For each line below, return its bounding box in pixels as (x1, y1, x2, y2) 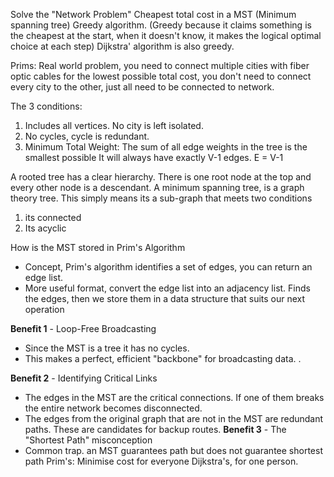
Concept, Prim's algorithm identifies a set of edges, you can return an (24, 261, 313, 273)
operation (24, 304, 65, 315)
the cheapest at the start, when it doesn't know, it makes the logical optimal (10, 30, 322, 41)
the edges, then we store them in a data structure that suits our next (24, 293, 306, 304)
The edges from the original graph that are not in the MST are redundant (24, 413, 324, 424)
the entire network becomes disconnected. (24, 402, 203, 414)
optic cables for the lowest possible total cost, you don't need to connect (10, 70, 312, 82)
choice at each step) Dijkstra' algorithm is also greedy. (10, 40, 235, 52)
